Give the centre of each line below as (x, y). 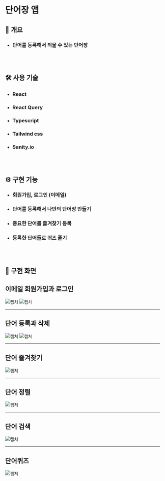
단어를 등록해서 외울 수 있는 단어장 (50, 45)
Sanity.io (23, 147)
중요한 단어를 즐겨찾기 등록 (42, 224)
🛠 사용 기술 (22, 78)
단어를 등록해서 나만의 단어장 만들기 (52, 209)
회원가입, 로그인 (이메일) (39, 195)
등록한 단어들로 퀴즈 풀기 (40, 238)
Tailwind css (27, 134)
